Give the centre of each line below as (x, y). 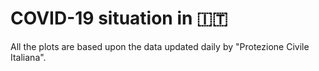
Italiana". (28, 57)
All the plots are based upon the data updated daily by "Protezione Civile (160, 46)
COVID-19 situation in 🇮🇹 (119, 18)
